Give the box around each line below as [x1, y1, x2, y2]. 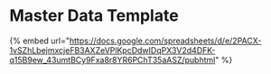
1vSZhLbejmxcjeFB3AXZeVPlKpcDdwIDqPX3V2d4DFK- [9, 44, 216, 55]
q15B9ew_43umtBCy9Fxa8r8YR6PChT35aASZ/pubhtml [9, 54, 216, 65]
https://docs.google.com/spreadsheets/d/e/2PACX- [69, 35, 262, 46]
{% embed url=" [9, 35, 70, 46]
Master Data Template [9, 5, 179, 26]
